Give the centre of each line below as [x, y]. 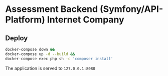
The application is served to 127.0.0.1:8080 [50, 68]
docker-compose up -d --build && [40, 54]
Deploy [17, 38]
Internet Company [86, 20]
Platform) [25, 20]
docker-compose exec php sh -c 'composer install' [59, 59]
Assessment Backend [52, 9]
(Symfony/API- [131, 9]
